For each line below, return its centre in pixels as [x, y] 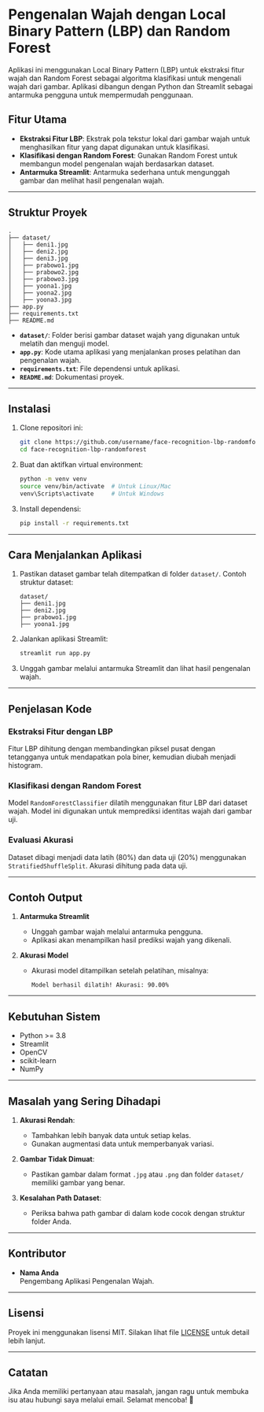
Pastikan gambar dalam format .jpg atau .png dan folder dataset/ [137, 1174]
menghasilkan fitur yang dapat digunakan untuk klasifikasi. [115, 146]
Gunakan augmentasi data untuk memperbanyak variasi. [123, 1144]
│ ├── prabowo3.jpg [44, 279]
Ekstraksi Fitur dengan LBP [61, 732]
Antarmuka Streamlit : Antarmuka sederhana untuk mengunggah [125, 172]
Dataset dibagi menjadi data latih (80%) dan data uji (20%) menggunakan [127, 857]
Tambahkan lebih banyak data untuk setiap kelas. [111, 1136]
